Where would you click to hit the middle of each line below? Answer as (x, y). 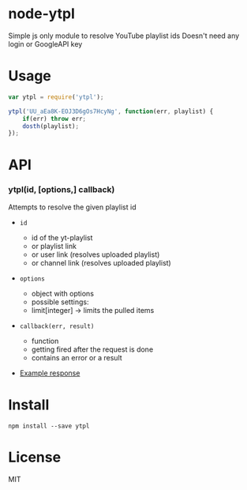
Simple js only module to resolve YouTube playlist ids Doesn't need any (124, 36)
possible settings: (60, 302)
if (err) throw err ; (54, 119)
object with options (63, 293)
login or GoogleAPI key (45, 43)
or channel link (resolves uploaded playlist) (101, 262)
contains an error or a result (77, 357)
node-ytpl (41, 14)
